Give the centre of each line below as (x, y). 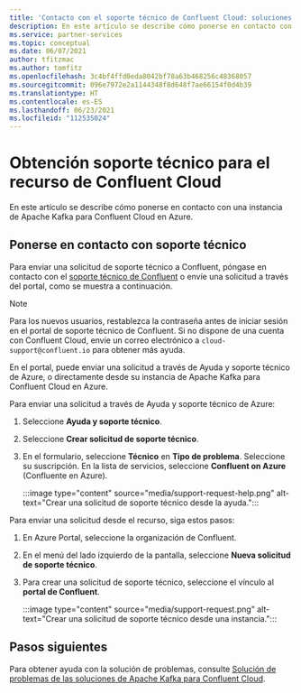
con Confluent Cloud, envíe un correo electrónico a (105, 340)
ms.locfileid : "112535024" (60, 118)
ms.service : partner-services (66, 34)
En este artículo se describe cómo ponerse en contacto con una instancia (146, 208)
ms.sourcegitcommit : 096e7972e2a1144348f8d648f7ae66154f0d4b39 (131, 85)
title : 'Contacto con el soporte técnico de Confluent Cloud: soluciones (151, 18)
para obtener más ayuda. (139, 349)
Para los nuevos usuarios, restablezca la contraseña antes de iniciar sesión (149, 320)
